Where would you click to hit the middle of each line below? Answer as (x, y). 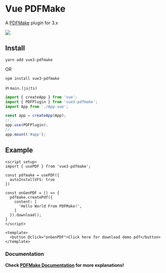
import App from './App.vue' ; (37, 107)
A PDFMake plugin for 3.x (32, 23)
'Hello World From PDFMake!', (50, 206)
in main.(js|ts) (21, 88)
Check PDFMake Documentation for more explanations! (65, 265)
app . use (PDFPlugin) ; (27, 125)
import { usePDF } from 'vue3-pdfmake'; (48, 166)
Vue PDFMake (35, 9)
